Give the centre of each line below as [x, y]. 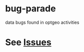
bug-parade [30, 9]
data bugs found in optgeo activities [42, 22]
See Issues [28, 42]
